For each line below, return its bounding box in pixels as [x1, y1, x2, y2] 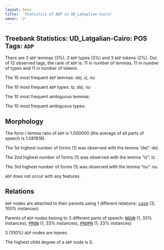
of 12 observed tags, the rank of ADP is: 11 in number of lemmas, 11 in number [5, 60, 159, 66]
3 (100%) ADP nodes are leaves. [5, 229, 69, 235]
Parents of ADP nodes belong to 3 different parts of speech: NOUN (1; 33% [5, 215, 152, 221]
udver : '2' [5, 16, 27, 21]
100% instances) [5, 206, 39, 211]
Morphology [5, 117, 44, 125]
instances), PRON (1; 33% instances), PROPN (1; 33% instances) [5, 220, 132, 226]
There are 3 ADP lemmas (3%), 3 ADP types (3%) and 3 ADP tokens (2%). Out [5, 55, 157, 61]
